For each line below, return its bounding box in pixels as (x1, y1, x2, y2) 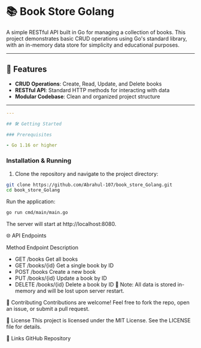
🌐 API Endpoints (6, 232, 47, 239)
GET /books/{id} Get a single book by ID (14, 262, 114, 269)
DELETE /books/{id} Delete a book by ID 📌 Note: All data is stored (14, 281, 176, 288)
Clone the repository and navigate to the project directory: (14, 170, 159, 177)
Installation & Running (6, 157, 72, 165)
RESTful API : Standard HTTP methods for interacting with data (14, 86, 170, 93)
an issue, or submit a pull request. (6, 306, 90, 313)
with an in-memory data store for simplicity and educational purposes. (6, 41, 180, 48)
